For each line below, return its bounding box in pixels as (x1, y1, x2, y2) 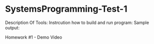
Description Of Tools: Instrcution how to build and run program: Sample (5, 20, 150, 25)
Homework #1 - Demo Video (5, 34, 62, 40)
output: (5, 24, 20, 30)
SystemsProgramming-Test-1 (5, 3, 128, 15)
